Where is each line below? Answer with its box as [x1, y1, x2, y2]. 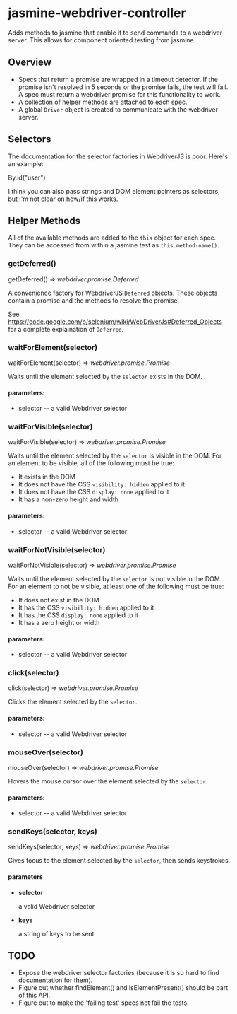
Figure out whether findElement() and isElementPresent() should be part [18, 984, 229, 992]
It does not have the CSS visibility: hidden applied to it [18, 480, 186, 489]
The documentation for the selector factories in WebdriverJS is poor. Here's [8, 152, 229, 161]
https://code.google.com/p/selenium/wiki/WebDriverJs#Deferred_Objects [8, 317, 223, 326]
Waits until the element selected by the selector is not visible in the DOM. [8, 574, 222, 583]
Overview [8, 57, 52, 69]
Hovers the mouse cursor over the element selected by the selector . [8, 776, 208, 786]
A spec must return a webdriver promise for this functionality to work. [18, 90, 221, 98]
